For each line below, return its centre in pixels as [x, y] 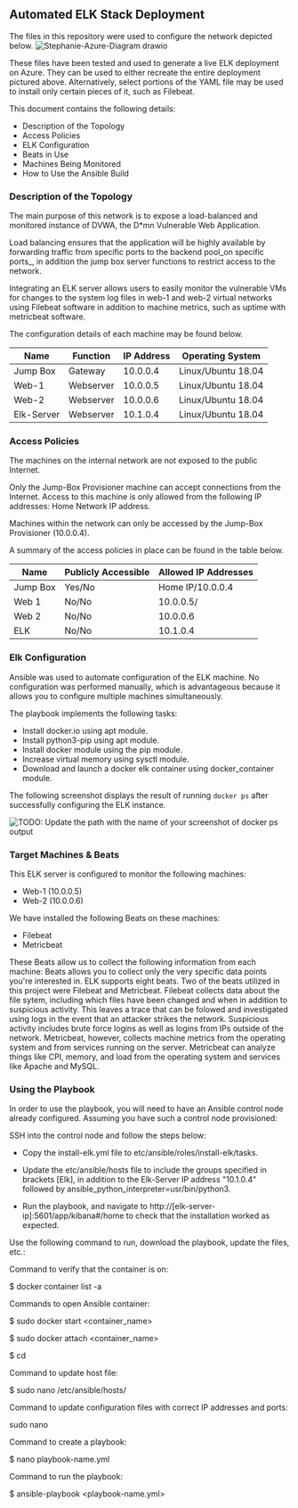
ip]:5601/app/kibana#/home [73, 1215]
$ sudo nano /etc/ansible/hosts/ [68, 1390]
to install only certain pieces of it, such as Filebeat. [102, 91]
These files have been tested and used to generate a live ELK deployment [144, 62]
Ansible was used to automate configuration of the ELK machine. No [134, 677]
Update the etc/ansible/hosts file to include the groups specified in [144, 1170]
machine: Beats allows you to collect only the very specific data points [138, 972]
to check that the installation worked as [198, 1215]
